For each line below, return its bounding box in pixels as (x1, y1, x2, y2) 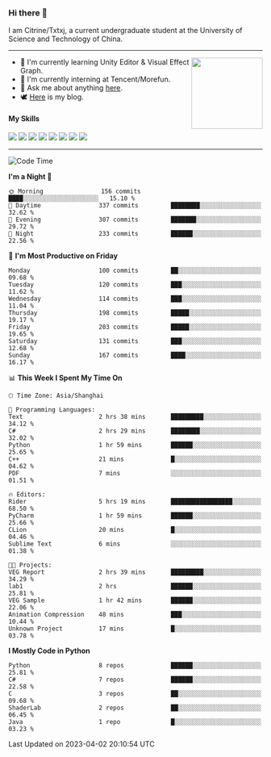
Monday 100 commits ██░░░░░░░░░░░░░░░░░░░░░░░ (8, 266, 262, 274)
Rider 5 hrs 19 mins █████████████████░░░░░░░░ (8, 497, 262, 505)
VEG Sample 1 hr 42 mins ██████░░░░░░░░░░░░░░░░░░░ (8, 596, 262, 604)
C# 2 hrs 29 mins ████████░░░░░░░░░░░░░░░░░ (8, 427, 262, 435)
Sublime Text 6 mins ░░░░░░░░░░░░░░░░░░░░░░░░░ (8, 540, 262, 548)
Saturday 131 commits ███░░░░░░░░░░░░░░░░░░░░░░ (8, 337, 262, 345)
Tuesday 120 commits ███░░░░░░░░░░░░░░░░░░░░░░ (8, 280, 262, 289)
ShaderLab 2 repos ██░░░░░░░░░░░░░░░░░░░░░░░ (8, 704, 262, 712)
